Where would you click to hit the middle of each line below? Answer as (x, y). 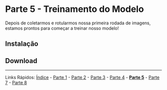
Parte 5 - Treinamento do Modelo (75, 9)
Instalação (22, 44)
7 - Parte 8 (16, 83)
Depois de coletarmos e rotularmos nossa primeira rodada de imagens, (78, 23)
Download (21, 61)
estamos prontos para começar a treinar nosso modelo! (62, 28)
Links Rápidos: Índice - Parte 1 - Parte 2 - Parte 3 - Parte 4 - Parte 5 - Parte (83, 78)
